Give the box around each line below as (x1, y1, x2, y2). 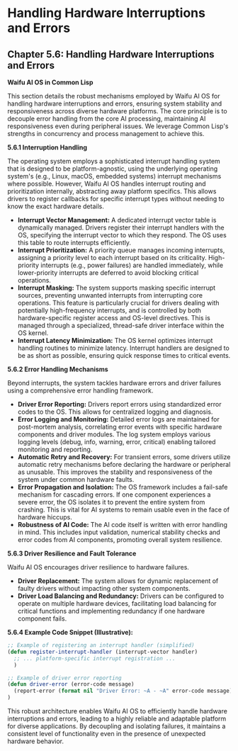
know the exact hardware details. (7, 202, 104, 210)
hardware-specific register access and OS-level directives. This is (17, 314, 210, 322)
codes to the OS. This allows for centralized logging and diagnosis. (17, 407, 213, 416)
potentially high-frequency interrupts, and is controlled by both (17, 306, 202, 315)
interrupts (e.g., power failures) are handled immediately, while (40, 261, 224, 269)
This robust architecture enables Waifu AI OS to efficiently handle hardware (7, 707, 228, 715)
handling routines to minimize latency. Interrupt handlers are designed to (17, 344, 230, 352)
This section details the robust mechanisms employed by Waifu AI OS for (7, 92, 220, 100)
